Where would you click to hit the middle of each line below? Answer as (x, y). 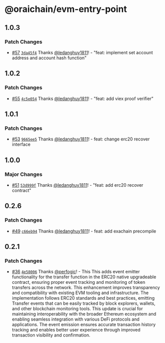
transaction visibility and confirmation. (51, 335)
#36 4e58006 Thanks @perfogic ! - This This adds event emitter (76, 272)
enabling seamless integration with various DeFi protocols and (76, 319)
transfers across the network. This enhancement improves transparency (86, 288)
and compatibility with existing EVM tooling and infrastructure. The (80, 293)
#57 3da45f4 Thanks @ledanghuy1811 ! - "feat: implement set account (82, 52)
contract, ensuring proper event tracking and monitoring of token (78, 282)
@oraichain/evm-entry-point (66, 9)
